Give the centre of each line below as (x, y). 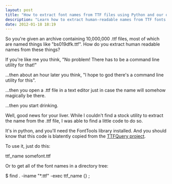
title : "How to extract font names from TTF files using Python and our (84, 15)
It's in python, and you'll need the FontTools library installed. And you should (86, 131)
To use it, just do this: (28, 146)
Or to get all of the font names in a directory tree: (57, 166)
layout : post (19, 10)
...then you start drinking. (32, 106)
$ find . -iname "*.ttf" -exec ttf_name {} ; (48, 176)
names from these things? (33, 50)
